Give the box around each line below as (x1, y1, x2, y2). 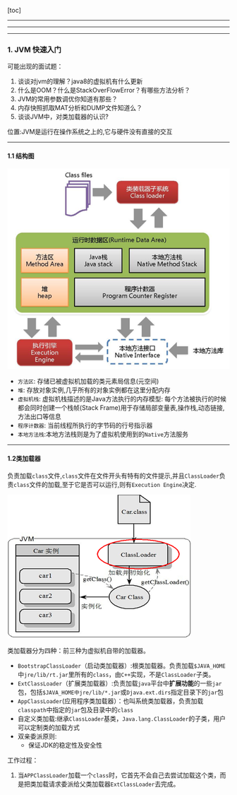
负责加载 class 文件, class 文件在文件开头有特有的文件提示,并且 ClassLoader (7, 471, 220, 480)
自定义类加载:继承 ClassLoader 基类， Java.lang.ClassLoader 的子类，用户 (17, 714, 226, 723)
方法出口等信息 (17, 413, 61, 421)
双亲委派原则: (17, 731, 57, 741)
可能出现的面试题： (7, 62, 63, 71)
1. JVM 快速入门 (7, 45, 62, 54)
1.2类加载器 (7, 454, 41, 463)
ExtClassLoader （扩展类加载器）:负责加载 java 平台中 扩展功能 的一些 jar (17, 678, 222, 688)
